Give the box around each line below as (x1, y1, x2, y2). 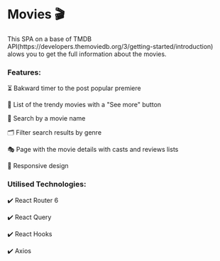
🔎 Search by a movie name (7, 114, 86, 123)
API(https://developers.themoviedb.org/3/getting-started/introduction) (7, 42, 214, 50)
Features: (7, 67, 41, 77)
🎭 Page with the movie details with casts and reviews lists (7, 145, 179, 154)
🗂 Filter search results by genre (7, 128, 101, 137)
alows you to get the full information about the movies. (7, 50, 167, 58)
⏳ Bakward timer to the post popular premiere (7, 84, 141, 93)
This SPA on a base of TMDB (7, 34, 92, 43)
